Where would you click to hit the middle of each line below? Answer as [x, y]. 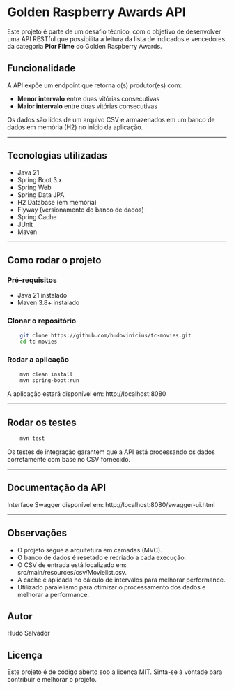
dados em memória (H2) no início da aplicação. [75, 127]
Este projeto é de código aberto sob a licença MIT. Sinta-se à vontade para [115, 672]
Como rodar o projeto [54, 260]
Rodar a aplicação [38, 360]
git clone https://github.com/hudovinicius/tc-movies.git [106, 335]
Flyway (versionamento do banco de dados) [80, 210]
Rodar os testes [42, 422]
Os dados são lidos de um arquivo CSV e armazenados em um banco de [111, 119]
